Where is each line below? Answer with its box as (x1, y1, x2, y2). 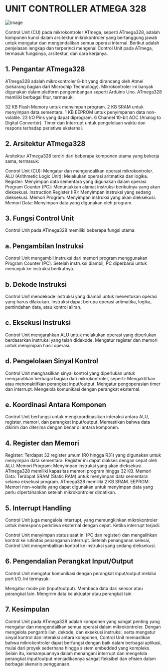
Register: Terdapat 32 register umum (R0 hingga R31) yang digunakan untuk (5, 452, 161, 458)
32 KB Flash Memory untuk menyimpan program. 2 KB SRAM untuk (5, 103, 144, 110)
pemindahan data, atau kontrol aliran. (5, 304, 82, 310)
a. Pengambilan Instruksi (5, 242, 84, 250)
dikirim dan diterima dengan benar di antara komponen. (5, 424, 120, 430)
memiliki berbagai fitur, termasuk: (5, 94, 74, 100)
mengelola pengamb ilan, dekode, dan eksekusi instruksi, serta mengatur (5, 629, 156, 635)
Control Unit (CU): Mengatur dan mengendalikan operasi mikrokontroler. (5, 168, 154, 174)
